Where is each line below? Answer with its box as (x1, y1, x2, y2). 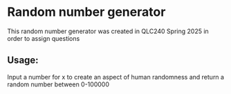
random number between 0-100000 (7, 80, 109, 88)
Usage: (7, 55, 39, 66)
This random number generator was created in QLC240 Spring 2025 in (7, 27, 209, 35)
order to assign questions (7, 34, 80, 42)
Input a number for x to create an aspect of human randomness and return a (7, 73, 225, 81)
